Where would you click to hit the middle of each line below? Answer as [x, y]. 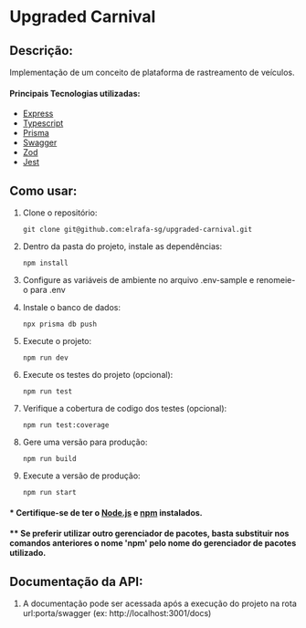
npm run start [49, 493]
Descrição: [41, 51]
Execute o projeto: [57, 341]
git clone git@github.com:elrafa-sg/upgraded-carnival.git [137, 230]
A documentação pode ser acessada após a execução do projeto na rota [159, 603]
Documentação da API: [76, 581]
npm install [45, 263]
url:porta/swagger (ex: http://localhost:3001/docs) [117, 613]
